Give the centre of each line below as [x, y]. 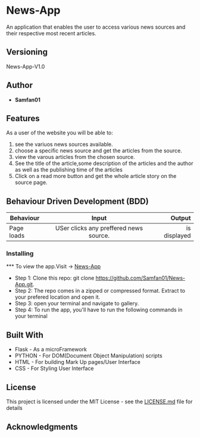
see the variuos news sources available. [64, 145]
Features [23, 118]
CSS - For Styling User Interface [54, 369]
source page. [31, 182]
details [14, 408]
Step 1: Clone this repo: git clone [54, 278]
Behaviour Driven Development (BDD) [77, 201]
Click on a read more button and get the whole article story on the [96, 176]
